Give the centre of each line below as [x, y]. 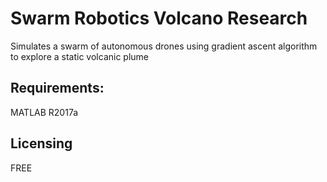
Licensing [41, 143]
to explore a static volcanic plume [80, 56]
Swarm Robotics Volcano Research [159, 18]
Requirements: [57, 88]
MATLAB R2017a [44, 112]
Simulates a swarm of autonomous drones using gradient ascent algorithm [164, 46]
